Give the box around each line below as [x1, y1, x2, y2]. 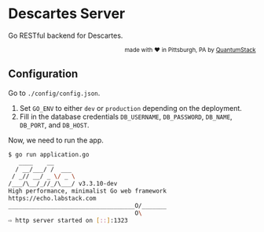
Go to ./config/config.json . [8, 88, 101, 98]
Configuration [8, 68, 79, 81]
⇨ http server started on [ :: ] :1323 [8, 216, 128, 224]
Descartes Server [8, 5, 126, 23]
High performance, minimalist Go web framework [8, 187, 167, 195]
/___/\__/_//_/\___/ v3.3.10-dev [8, 180, 118, 188]
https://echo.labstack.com [8, 194, 97, 202]
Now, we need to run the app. [8, 135, 104, 145]
